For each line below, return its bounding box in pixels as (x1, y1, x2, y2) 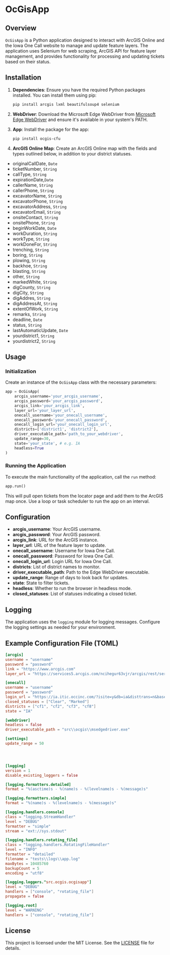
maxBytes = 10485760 (5, 861, 49, 866)
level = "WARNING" (5, 907, 44, 912)
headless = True (14, 446, 44, 451)
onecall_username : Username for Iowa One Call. (12, 548, 115, 554)
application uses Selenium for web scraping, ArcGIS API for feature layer (5, 48, 157, 54)
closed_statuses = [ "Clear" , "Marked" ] (5, 699, 90, 704)
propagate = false (5, 894, 44, 899)
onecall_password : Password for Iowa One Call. (12, 553, 114, 559)
